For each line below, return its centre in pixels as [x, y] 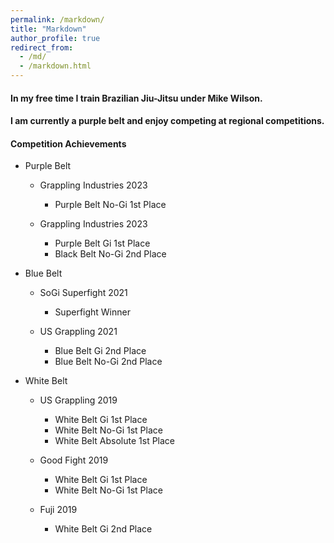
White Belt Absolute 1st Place [115, 441]
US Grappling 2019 [78, 400]
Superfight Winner [92, 312]
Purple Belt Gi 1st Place [102, 243]
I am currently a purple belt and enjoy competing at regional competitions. [167, 121]
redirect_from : [42, 47]
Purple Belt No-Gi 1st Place [110, 205]
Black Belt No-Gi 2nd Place [110, 254]
